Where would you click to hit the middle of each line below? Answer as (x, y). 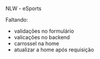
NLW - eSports (24, 8)
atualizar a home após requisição (54, 50)
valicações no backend (42, 37)
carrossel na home (37, 44)
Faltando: (17, 20)
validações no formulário (44, 31)
